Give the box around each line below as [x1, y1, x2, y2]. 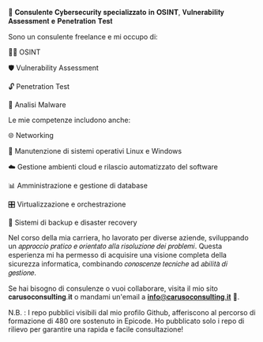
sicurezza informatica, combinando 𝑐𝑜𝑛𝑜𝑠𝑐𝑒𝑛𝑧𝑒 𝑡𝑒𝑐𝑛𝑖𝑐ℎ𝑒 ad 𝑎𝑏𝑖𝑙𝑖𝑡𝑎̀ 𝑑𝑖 [8, 259, 228, 268]
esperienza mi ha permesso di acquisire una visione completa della [8, 251, 227, 259]
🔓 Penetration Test [8, 82, 70, 91]
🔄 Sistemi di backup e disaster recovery [8, 217, 137, 227]
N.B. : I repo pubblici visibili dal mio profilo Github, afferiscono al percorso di [8, 308, 256, 317]
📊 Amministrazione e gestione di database [8, 181, 148, 190]
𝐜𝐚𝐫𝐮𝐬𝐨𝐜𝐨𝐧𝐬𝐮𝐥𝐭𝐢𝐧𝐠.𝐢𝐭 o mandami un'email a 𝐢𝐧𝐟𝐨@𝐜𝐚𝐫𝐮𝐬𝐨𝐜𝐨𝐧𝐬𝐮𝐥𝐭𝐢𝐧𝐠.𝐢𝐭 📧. [8, 292, 240, 301]
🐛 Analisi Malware [8, 100, 66, 110]
